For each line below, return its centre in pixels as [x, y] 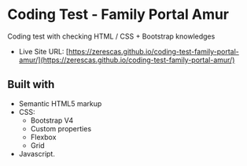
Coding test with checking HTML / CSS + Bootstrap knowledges [111, 36]
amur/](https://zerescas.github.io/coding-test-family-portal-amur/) [127, 60]
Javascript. [37, 153]
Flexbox [43, 137]
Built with [31, 85]
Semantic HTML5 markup [60, 103]
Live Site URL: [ [44, 51]
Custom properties [61, 128]
